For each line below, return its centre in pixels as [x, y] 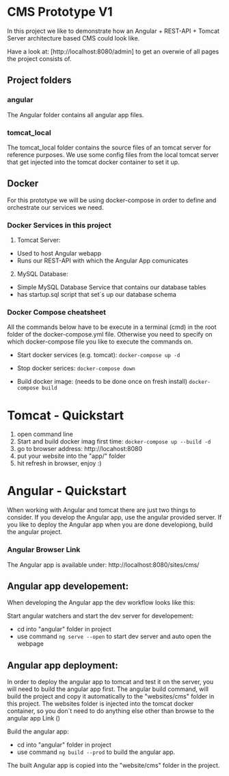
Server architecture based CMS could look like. [73, 38]
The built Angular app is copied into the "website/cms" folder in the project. [113, 766]
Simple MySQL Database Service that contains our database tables [111, 287]
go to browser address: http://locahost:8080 [79, 449]
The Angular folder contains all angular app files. [76, 114]
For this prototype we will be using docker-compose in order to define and [112, 200]
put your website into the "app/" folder [71, 456]
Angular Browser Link [44, 550]
